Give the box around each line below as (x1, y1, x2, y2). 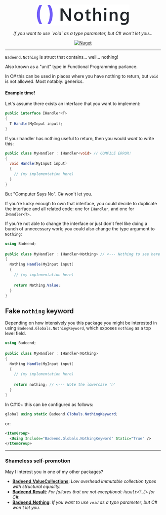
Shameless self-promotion (5, 457, 71, 464)
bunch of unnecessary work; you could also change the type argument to (5, 225, 155, 231)
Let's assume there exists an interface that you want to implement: (5, 101, 141, 107)
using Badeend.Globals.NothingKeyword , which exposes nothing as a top (5, 325, 151, 331)
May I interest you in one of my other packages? (5, 469, 104, 475)
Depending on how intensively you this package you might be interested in (5, 320, 157, 326)
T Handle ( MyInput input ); (9, 121, 63, 126)
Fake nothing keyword (5, 307, 74, 315)
